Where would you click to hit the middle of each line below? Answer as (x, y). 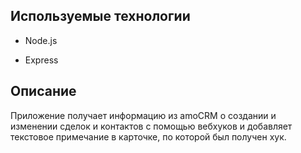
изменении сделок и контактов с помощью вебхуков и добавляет (151, 126)
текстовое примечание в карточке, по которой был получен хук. (148, 136)
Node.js (41, 40)
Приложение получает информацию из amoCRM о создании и (143, 115)
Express (41, 60)
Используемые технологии (100, 16)
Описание (43, 91)
